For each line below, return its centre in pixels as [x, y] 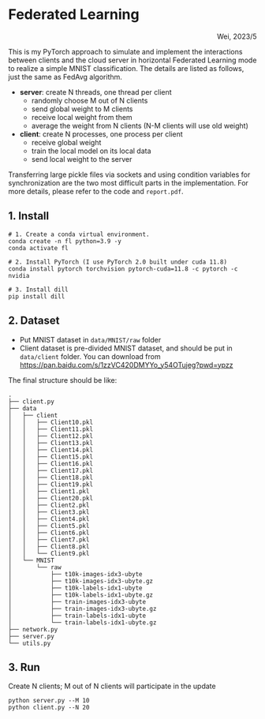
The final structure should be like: [63, 380]
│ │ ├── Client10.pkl [50, 422]
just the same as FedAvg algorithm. [65, 77]
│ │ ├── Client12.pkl [50, 436]
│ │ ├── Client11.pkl [50, 429]
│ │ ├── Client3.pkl [49, 512]
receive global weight [66, 142]
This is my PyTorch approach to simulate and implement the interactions [125, 51]
